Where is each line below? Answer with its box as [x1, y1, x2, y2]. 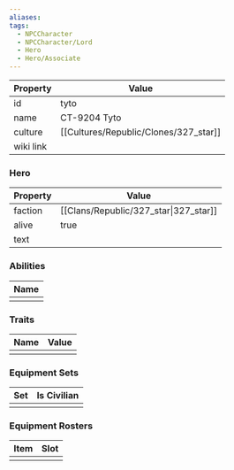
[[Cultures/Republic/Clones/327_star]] [60, 126, 222, 138]
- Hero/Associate [17, 54, 81, 63]
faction [13, 204, 42, 217]
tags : [9, 21, 29, 30]
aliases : [9, 12, 42, 22]
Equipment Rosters [9, 420, 94, 432]
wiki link [13, 141, 47, 152]
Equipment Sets [9, 366, 79, 379]
